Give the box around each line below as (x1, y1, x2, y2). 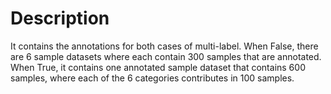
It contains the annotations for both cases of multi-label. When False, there (10, 40, 319, 52)
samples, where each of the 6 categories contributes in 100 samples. (10, 72, 295, 84)
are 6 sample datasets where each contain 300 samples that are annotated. (10, 50, 322, 62)
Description (10, 7, 110, 30)
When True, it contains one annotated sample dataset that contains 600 (10, 61, 306, 73)
